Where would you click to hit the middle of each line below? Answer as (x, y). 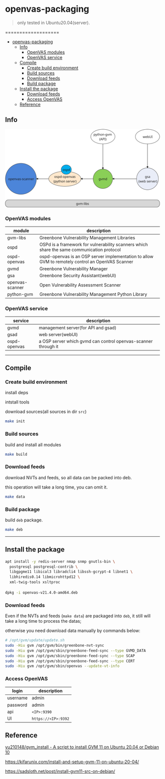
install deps (17, 393)
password (17, 705)
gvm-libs (16, 237)
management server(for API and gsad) (78, 327)
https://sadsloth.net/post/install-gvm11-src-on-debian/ (60, 771)
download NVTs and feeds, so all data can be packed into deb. (69, 477)
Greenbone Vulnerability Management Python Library (93, 294)
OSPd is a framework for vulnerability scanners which (94, 245)
